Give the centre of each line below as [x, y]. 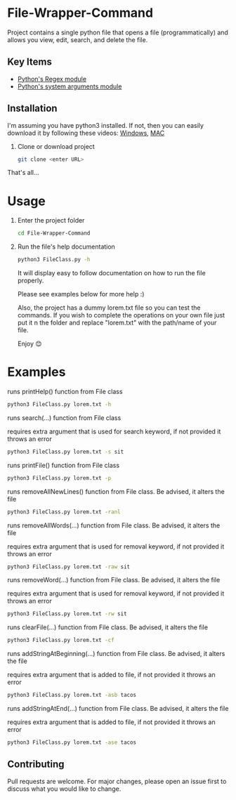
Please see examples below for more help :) [81, 294]
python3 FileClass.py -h [54, 260]
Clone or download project [56, 146]
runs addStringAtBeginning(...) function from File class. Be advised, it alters [116, 654]
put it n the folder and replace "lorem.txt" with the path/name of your [117, 323]
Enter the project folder [51, 221]
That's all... [24, 173]
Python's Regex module [52, 79]
